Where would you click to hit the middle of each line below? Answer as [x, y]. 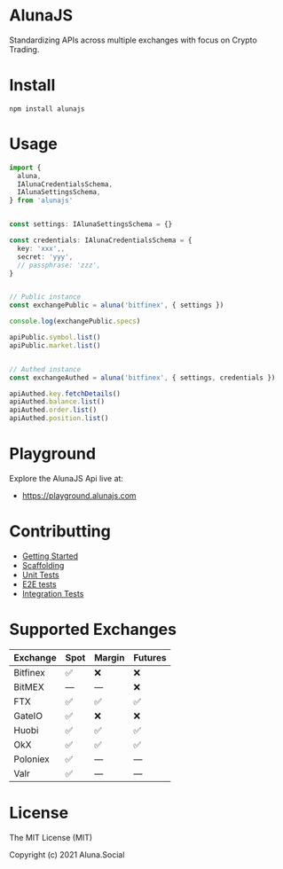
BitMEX [29, 686]
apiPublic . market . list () [55, 345]
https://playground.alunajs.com [79, 496]
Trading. [24, 49]
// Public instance [45, 297]
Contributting [60, 532]
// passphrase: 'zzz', [59, 265]
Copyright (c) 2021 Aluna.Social [67, 854]
